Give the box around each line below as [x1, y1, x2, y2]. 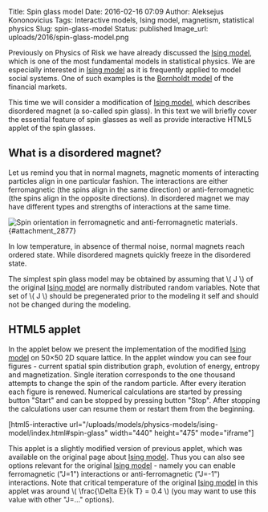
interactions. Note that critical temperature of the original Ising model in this [8, 477, 258, 487]
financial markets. [8, 82, 67, 91]
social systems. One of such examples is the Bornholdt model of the [8, 74, 234, 83]
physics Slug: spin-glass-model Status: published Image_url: [8, 24, 209, 33]
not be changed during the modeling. [8, 299, 131, 309]
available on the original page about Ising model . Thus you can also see [8, 452, 246, 461]
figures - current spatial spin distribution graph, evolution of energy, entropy [8, 361, 261, 371]
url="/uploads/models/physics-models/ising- [69, 419, 219, 429]
